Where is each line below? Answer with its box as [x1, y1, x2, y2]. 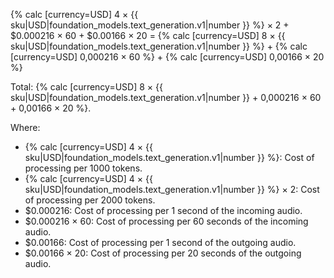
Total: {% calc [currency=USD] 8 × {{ [10, 81, 163, 93]
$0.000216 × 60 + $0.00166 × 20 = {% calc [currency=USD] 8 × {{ [10, 30, 286, 41]
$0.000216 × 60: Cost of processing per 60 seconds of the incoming [24, 215, 309, 227]
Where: [10, 122, 41, 133]
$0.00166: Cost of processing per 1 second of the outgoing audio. [24, 237, 297, 248]
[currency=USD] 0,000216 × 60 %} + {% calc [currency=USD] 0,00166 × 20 [10, 51, 325, 63]
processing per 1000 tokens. [24, 162, 143, 174]
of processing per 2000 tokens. [24, 194, 156, 206]
